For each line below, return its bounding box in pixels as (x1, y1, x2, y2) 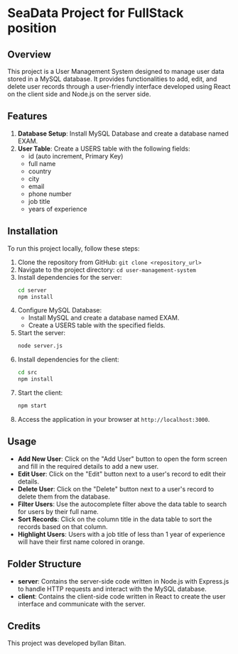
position (7, 20, 57, 36)
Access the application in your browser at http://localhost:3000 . (17, 415, 210, 423)
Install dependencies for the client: (17, 355, 119, 364)
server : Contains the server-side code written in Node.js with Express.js (17, 577, 229, 585)
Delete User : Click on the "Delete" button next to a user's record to (17, 484, 215, 493)
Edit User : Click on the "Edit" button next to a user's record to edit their (17, 469, 227, 478)
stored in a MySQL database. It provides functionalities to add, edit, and (7, 75, 217, 83)
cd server (17, 286, 48, 294)
